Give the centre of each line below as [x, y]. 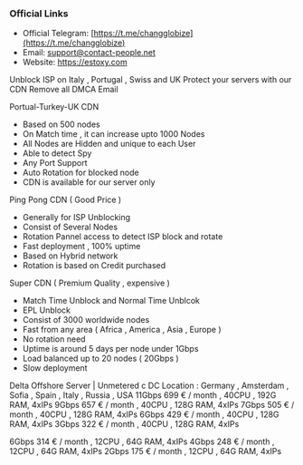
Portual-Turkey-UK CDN [54, 107]
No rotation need [54, 339]
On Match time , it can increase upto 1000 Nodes [114, 134]
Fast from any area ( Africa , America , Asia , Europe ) [122, 330]
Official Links [39, 14]
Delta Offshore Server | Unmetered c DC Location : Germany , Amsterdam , [149, 386]
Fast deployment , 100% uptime [81, 247]
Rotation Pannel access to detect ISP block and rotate [123, 237]
